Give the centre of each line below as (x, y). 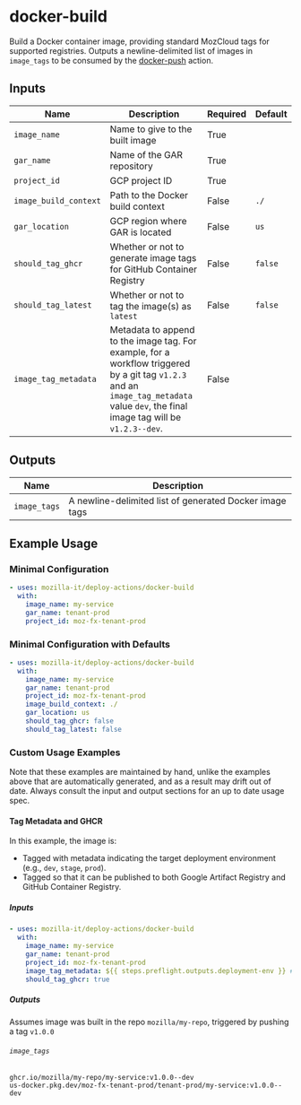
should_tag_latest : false (74, 729)
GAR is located (141, 232)
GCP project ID (141, 180)
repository (132, 166)
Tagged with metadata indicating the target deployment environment (149, 858)
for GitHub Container (154, 269)
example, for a (140, 352)
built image (133, 140)
